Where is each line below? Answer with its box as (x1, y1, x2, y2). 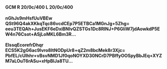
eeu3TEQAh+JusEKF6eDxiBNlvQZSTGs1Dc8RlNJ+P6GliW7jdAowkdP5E (5, 26, 160, 32)
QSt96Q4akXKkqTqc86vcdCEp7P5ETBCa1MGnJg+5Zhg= (5, 21, 130, 27)
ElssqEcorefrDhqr (5, 42, 44, 48)
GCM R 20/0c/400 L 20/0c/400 (5, 4, 73, 10)
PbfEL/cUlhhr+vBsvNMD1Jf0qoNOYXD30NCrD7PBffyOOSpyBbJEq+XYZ (5, 53, 162, 59)
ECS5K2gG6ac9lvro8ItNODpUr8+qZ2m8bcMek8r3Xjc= (5, 47, 125, 53)
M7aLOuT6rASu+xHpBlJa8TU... (5, 58, 73, 64)
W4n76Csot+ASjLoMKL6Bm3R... (5, 31, 77, 37)
